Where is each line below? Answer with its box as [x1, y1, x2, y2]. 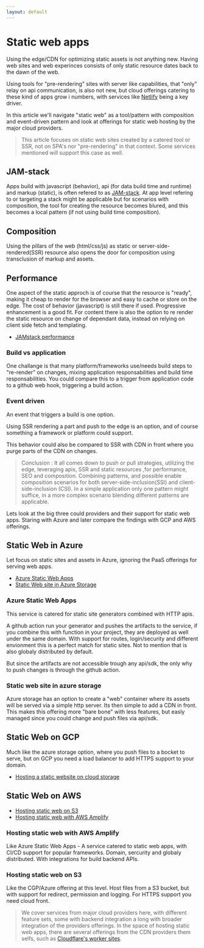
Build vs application [6, 348, 66, 357]
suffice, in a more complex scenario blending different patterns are [21, 491, 189, 499]
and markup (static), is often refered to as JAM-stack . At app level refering [6, 189, 194, 197]
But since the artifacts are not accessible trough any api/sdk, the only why [6, 659, 193, 667]
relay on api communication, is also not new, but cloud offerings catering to [6, 86, 195, 94]
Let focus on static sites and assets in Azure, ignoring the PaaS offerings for [6, 557, 197, 564]
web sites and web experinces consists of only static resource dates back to [6, 61, 199, 69]
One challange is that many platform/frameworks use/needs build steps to [6, 362, 192, 370]
